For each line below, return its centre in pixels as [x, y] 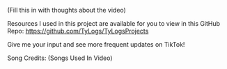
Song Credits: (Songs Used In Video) [60, 58]
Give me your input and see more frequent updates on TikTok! [96, 44]
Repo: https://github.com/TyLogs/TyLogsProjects [78, 31]
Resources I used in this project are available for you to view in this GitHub [114, 23]
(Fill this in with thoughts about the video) [67, 10]
